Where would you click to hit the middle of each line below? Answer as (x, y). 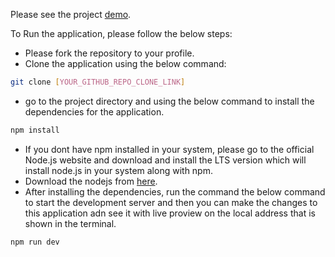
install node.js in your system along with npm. (118, 170)
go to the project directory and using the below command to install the (169, 101)
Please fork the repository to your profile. (109, 53)
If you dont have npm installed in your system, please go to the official (169, 149)
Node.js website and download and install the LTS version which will (165, 160)
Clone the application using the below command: (125, 63)
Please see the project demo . (71, 14)
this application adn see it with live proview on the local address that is (170, 213)
